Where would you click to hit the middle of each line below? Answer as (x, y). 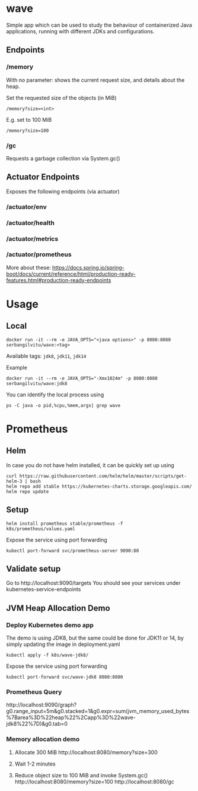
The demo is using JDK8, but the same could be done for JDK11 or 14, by (95, 638)
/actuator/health (30, 223)
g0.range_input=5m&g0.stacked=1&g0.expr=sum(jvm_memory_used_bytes (98, 711)
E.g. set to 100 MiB (29, 119)
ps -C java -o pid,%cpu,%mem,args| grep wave (63, 405)
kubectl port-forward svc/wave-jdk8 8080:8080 (65, 677)
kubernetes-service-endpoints (44, 590)
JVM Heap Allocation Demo (58, 608)
